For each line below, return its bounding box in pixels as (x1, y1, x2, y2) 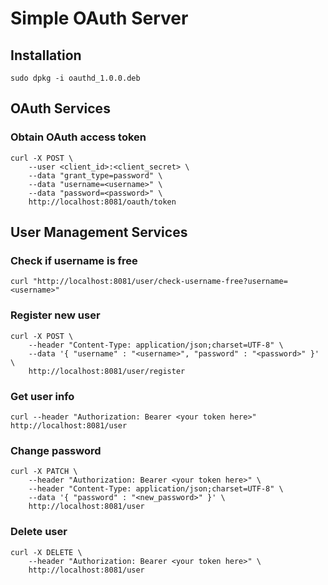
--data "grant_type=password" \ (28, 170, 163, 181)
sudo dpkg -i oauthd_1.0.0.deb (10, 73, 141, 83)
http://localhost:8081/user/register (28, 366, 186, 376)
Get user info (10, 389, 75, 403)
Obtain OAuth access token (10, 130, 147, 144)
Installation (10, 47, 82, 64)
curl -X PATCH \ (10, 467, 78, 477)
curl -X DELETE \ (10, 547, 83, 557)
